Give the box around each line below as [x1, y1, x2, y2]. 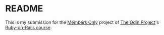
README [5, 3, 43, 14]
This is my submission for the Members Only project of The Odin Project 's [5, 19, 159, 25]
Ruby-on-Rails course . [5, 24, 52, 30]
